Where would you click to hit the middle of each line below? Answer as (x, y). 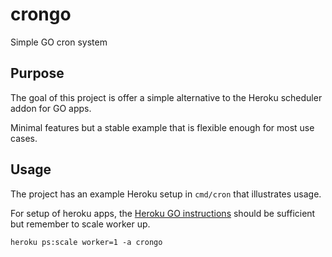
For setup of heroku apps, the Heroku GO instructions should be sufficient (163, 213)
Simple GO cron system (59, 42)
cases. (24, 138)
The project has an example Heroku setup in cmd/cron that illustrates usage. (166, 194)
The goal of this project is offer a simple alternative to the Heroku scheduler (166, 97)
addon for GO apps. (51, 108)
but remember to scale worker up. (80, 224)
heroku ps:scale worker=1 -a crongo (86, 242)
